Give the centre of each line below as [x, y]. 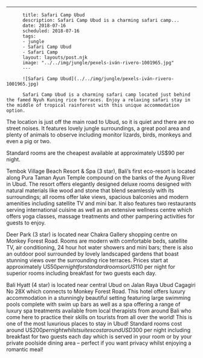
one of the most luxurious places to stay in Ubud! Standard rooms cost [94, 323]
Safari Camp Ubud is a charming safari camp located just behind [106, 95]
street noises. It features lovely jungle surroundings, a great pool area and [98, 128]
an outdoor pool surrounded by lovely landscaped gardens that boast [93, 254]
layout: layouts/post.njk [55, 58]
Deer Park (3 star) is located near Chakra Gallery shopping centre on [92, 235]
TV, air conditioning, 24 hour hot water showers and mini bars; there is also [100, 247]
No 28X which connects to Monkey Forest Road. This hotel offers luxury [96, 291]
